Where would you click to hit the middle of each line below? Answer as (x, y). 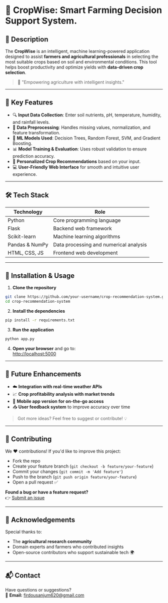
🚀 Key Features (29, 103)
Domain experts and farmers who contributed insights (68, 547)
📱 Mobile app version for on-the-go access (58, 401)
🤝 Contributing (28, 439)
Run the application (33, 330)
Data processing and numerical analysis (100, 244)
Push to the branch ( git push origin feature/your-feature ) (74, 477)
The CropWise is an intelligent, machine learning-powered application (77, 51)
